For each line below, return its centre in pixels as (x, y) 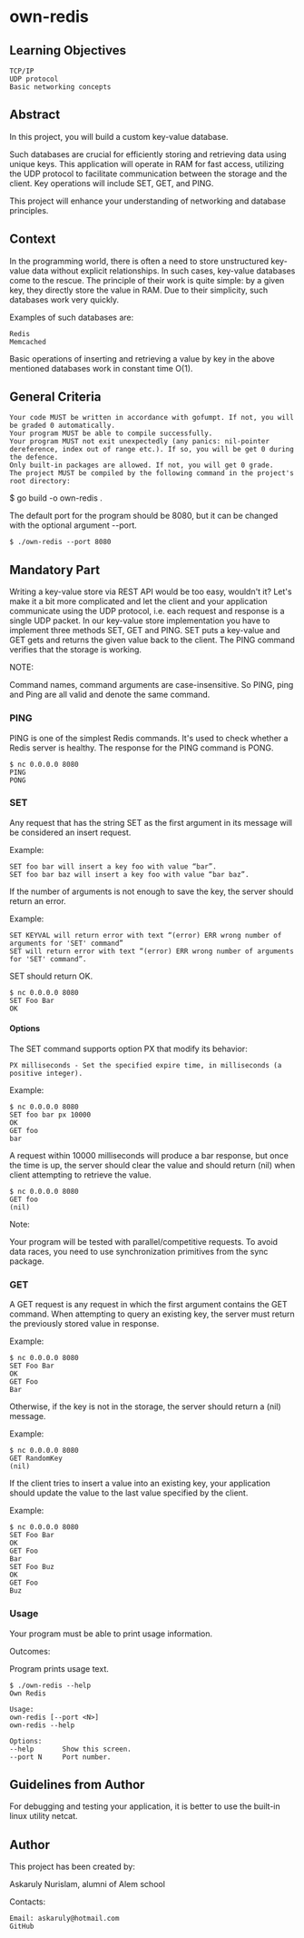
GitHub (22, 1927)
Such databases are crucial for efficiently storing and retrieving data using (148, 154)
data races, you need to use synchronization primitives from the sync (139, 1252)
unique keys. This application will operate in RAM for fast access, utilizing (147, 164)
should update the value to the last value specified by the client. (129, 1493)
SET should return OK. (51, 976)
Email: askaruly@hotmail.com (64, 1919)
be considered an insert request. (70, 832)
